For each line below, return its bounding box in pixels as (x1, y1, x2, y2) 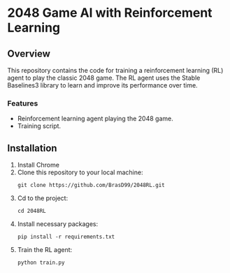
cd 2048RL (17, 208, 47, 215)
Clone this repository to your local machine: (17, 168, 143, 176)
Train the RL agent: (17, 246, 73, 254)
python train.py (17, 259, 65, 267)
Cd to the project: (17, 194, 69, 202)
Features (7, 98, 38, 108)
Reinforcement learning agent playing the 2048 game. (17, 114, 173, 123)
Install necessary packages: (17, 220, 99, 228)
